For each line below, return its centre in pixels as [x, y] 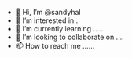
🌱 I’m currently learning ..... [59, 29]
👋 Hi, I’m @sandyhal [48, 12]
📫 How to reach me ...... [55, 46]
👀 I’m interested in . [47, 20]
